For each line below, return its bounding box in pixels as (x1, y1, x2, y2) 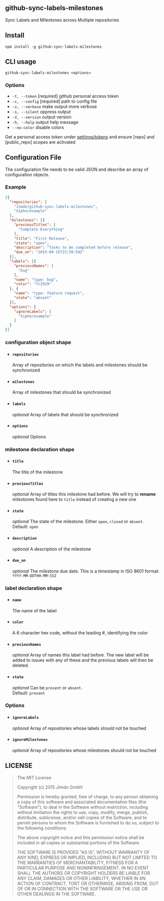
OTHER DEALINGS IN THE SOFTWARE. (17, 891, 96, 897)
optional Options (12, 434, 46, 439)
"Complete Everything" (18, 227, 65, 232)
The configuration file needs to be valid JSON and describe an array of (5, 166, 149, 172)
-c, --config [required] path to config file (12, 98, 97, 104)
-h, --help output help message (12, 119, 79, 125)
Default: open (12, 524, 38, 530)
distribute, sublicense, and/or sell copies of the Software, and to (17, 815, 147, 820)
